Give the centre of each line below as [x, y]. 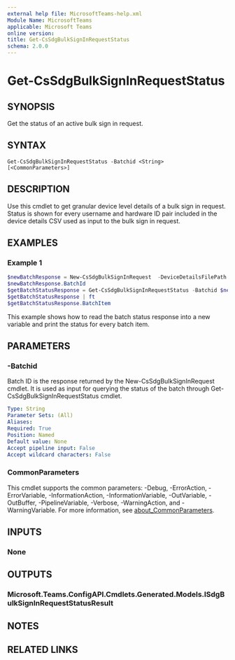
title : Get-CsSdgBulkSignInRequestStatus [69, 40]
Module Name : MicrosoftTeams [50, 20]
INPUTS [24, 532]
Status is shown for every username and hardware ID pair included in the [113, 213]
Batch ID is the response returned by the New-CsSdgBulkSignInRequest [111, 381]
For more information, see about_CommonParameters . [136, 510]
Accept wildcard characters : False [59, 455]
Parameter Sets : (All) [40, 416]
